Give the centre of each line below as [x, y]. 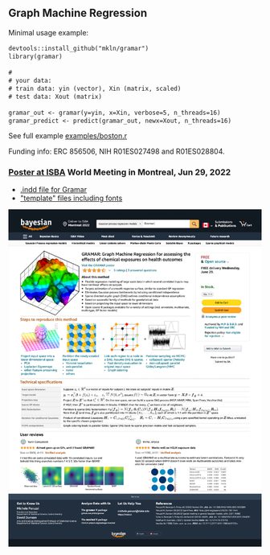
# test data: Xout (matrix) [55, 97]
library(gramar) [35, 56]
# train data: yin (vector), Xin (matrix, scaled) [95, 88]
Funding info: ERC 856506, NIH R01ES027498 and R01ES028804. [117, 151]
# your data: [30, 80]
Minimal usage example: [49, 32]
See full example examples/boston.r [68, 135]
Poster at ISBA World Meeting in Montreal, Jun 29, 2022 [120, 172]
